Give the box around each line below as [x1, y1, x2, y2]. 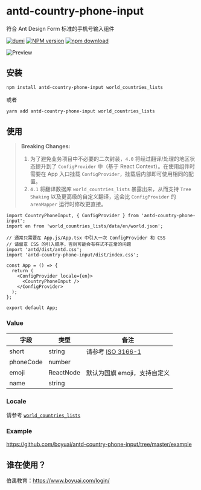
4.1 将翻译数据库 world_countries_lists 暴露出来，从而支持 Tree [30, 186, 191, 193]
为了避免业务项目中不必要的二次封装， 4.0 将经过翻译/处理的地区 [30, 155, 190, 163]
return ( [11, 268, 34, 274]
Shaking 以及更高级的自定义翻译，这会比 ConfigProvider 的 [30, 193, 176, 200]
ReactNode [48, 368, 80, 376]
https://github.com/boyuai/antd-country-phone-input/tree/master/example [6, 440, 192, 448]
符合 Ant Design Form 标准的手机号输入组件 [6, 25, 115, 32]
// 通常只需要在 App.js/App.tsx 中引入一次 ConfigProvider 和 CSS [6, 235, 166, 241]
